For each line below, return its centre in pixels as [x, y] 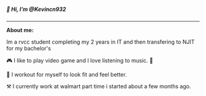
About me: [20, 30]
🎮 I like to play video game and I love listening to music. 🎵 [80, 60]
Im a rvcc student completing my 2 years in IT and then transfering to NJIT [101, 42]
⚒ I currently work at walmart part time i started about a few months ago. [99, 86]
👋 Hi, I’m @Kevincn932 [36, 9]
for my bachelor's [29, 48]
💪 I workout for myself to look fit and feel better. [67, 74]
